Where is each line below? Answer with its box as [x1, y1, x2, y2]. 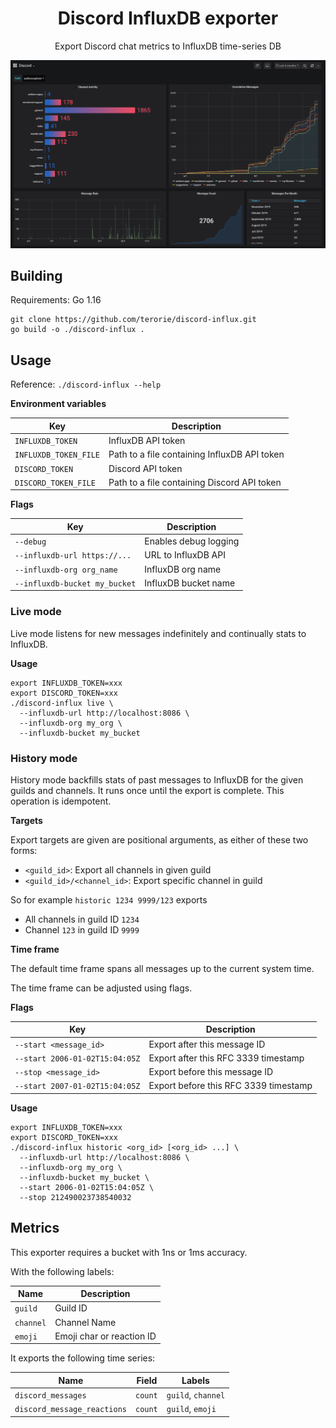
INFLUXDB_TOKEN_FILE [14, 450, 101, 461]
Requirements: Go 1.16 [10, 294, 102, 306]
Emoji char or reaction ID [54, 1330, 157, 1342]
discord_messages [14, 1391, 87, 1401]
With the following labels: [10, 1265, 115, 1277]
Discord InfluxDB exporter [57, 7, 279, 30]
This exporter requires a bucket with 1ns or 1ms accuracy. [10, 1246, 248, 1258]
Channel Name [54, 1316, 117, 1328]
